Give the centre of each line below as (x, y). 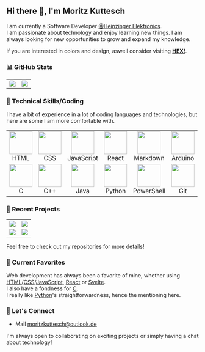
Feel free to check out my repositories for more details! (75, 246)
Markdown (149, 158)
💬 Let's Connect (31, 310)
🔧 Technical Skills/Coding (45, 101)
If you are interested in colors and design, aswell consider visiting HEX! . (97, 51)
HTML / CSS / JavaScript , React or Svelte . (56, 282)
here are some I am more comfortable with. (60, 121)
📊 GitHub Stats (30, 67)
